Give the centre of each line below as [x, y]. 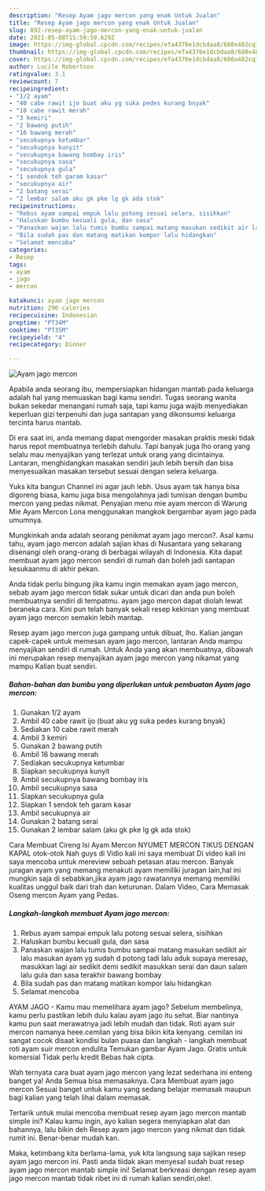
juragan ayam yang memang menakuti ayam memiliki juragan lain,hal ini [125, 870]
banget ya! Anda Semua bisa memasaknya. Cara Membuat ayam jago [121, 1081]
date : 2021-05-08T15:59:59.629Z [62, 37]
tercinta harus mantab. [46, 423]
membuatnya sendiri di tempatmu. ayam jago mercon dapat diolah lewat [126, 601]
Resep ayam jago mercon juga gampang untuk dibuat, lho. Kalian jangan [126, 633]
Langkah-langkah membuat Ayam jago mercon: [89, 913]
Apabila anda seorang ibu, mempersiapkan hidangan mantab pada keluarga [131, 389]
